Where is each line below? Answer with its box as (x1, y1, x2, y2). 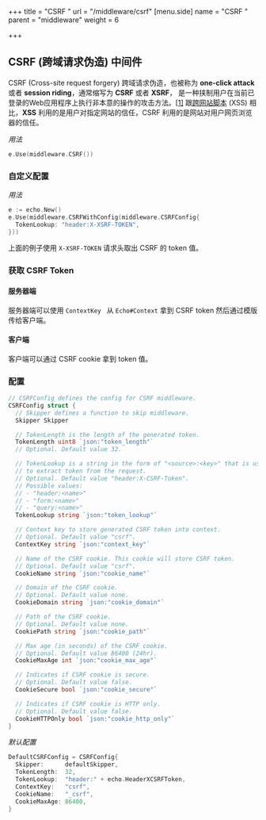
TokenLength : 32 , (15, 768, 77, 776)
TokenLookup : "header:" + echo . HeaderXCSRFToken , (15, 776, 186, 784)
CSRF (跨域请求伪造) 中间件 (8, 56, 142, 69)
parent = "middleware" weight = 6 (8, 15, 120, 25)
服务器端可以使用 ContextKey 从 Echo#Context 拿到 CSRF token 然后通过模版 (8, 305, 258, 315)
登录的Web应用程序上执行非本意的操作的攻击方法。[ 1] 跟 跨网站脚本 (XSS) (8, 98, 248, 107)
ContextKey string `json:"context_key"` (15, 540, 150, 548)
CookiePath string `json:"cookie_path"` (15, 627, 150, 635)
